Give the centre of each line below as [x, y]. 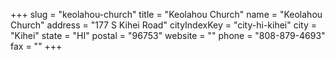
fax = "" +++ [36, 46]
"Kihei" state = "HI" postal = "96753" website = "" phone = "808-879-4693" [168, 35]
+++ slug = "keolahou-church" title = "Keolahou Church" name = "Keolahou [166, 14]
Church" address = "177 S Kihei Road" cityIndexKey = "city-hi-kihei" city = [163, 25]
